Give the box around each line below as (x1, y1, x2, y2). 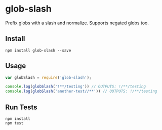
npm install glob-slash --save (5, 48, 71, 53)
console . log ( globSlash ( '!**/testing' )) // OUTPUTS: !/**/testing (5, 84, 146, 89)
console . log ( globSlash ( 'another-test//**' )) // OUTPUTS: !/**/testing (5, 89, 157, 94)
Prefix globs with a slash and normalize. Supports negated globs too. (5, 20, 149, 26)
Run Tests (5, 103, 37, 111)
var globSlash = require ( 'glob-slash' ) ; (5, 75, 92, 80)
